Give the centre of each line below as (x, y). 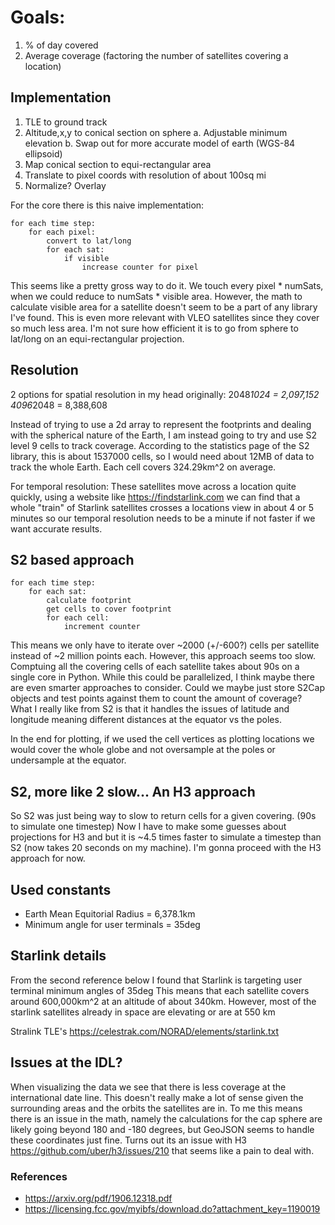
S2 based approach (72, 559)
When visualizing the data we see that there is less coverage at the (148, 1087)
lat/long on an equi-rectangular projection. (97, 338)
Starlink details (58, 956)
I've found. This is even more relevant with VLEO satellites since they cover (165, 317)
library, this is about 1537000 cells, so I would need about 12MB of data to (162, 456)
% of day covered (61, 45)
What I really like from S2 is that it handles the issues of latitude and (150, 709)
